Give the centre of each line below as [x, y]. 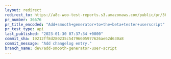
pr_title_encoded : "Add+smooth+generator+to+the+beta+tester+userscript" [85, 24]
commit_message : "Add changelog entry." [48, 44]
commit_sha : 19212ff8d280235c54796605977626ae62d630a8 [64, 39]
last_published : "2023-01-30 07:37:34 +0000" [54, 34]
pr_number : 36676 [23, 19]
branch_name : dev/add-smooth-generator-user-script [61, 48]
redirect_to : [19, 15]
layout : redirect [23, 10]
